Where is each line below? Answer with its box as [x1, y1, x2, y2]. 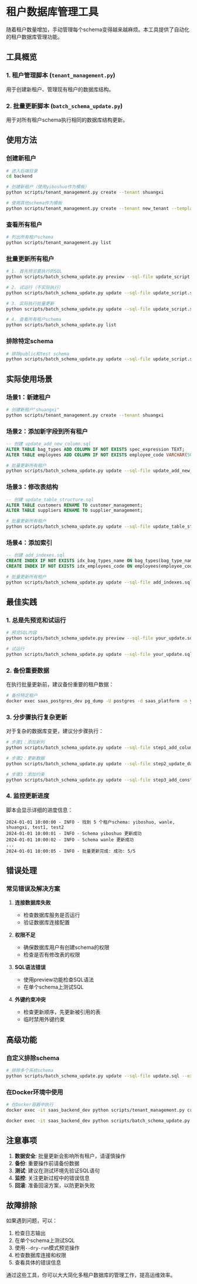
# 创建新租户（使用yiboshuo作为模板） [6, 184, 90, 190]
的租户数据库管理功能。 [6, 33, 63, 40]
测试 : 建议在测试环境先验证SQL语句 [14, 1167, 100, 1174]
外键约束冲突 [14, 996, 46, 1003]
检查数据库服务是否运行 [23, 911, 80, 918]
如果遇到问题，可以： [6, 1217, 57, 1224]
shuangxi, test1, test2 [6, 824, 64, 830]
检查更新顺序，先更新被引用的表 [23, 1008, 101, 1015]
